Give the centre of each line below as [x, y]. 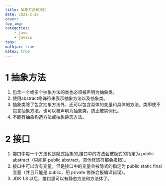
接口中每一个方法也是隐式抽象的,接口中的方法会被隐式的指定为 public [83, 154]
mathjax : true [20, 47]
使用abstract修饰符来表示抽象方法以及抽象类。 [60, 98]
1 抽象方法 [26, 77]
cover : [12, 19]
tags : [11, 42]
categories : [17, 28]
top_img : [14, 24]
